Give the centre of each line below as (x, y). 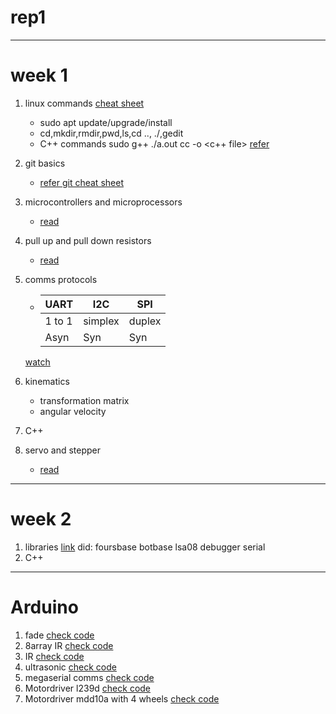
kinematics (47, 381)
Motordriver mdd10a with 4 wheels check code (122, 698)
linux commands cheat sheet (84, 103)
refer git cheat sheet (81, 182)
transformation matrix (84, 400)
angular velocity (73, 411)
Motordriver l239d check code (88, 688)
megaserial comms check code (89, 677)
